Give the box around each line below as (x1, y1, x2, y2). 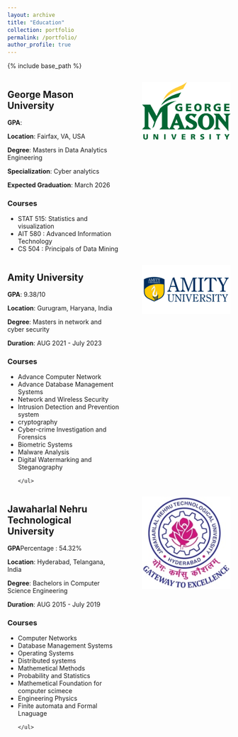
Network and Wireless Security (17, 395, 109, 404)
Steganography (17, 463, 63, 471)
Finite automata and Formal (17, 702, 98, 710)
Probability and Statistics (17, 672, 91, 680)
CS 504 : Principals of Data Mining (17, 244, 119, 253)
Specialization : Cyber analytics (7, 167, 100, 175)
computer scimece (17, 687, 73, 695)
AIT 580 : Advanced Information (17, 230, 112, 238)
